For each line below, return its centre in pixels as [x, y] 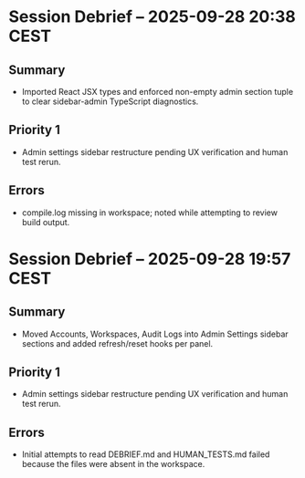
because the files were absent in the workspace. [113, 464]
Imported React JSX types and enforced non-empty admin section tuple [158, 92]
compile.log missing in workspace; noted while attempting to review [149, 213]
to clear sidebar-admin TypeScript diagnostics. [110, 101]
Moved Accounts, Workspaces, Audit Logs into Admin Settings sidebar [155, 334]
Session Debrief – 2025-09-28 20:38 [152, 17]
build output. [46, 222]
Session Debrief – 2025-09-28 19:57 [150, 259]
